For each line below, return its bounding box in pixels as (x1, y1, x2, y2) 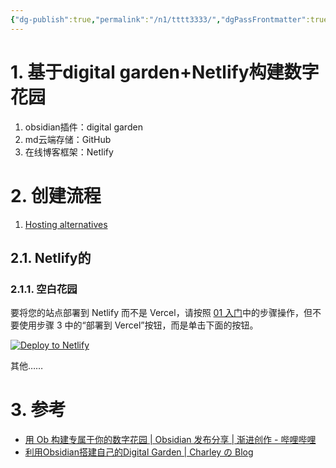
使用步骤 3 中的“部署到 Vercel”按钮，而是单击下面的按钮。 (18, 319, 259, 331)
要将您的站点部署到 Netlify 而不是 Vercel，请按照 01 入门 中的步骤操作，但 (10, 307, 313, 319)
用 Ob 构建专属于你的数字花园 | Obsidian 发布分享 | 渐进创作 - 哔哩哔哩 (24, 434, 317, 446)
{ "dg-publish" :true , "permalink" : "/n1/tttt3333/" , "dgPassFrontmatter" (10, 14, 307, 25)
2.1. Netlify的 (10, 249, 92, 266)
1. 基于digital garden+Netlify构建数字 (10, 61, 320, 83)
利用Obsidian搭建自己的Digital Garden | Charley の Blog (24, 446, 254, 458)
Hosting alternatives (24, 218, 108, 230)
